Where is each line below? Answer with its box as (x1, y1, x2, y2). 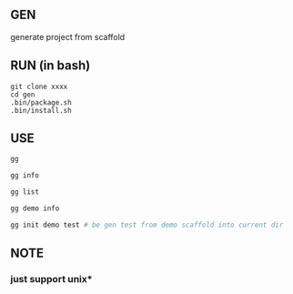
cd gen (10, 90, 35, 99)
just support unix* (10, 273, 93, 286)
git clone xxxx (10, 82, 68, 91)
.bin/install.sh (10, 106, 72, 115)
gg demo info (10, 204, 60, 213)
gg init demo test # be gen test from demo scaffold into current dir (10, 220, 284, 229)
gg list (10, 188, 40, 197)
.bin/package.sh (10, 97, 72, 107)
